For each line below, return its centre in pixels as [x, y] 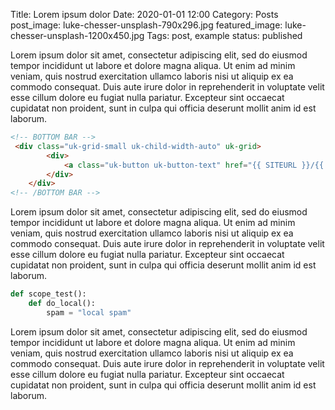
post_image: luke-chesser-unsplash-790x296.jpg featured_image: [146, 25]
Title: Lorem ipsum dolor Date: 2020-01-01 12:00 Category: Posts [144, 14]
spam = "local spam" [89, 312]
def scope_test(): [48, 294]
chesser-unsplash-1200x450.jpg [77, 35]
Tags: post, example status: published [224, 35]
